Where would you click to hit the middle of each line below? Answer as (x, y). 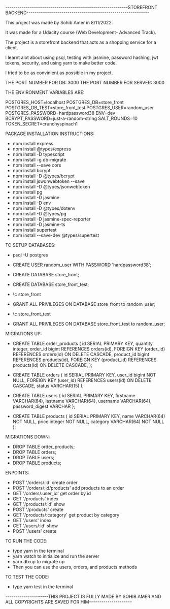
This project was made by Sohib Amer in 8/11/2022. (59, 23)
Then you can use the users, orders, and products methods (75, 567)
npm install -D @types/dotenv (44, 208)
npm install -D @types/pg (40, 214)
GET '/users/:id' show (35, 526)
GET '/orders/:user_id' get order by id (52, 493)
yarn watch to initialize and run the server (56, 556)
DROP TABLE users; (33, 457)
